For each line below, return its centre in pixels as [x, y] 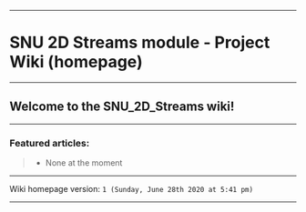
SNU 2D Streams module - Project [140, 43]
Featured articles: [50, 143]
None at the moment [84, 163]
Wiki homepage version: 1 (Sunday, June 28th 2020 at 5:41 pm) [131, 189]
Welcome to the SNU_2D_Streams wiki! [122, 107]
